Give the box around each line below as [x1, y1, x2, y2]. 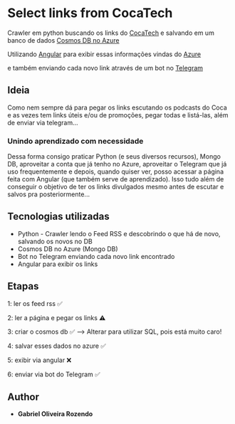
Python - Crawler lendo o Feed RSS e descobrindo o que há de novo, [17, 229, 221, 238]
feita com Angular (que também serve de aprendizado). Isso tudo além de [7, 175, 224, 184]
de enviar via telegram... [7, 118, 78, 127]
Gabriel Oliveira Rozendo [17, 410, 93, 418]
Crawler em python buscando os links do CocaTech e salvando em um [7, 28, 215, 37]
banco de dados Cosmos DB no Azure [7, 36, 120, 44]
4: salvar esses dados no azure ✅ [7, 341, 107, 350]
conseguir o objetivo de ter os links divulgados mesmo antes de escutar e [7, 183, 224, 191]
